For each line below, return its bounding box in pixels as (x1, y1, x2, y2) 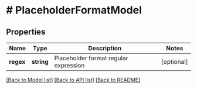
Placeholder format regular (54, 54, 128, 62)
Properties (6, 27, 46, 37)
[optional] (161, 58, 188, 66)
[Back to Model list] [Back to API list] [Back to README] (6, 77, 141, 83)
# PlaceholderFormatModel (6, 4, 142, 17)
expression (54, 61, 85, 69)
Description (88, 44, 122, 52)
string (31, 58, 49, 66)
